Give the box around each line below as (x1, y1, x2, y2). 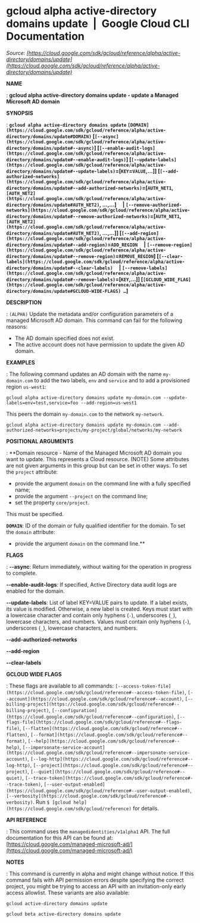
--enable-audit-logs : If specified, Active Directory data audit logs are (6, 581, 177, 588)
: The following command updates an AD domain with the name (6, 370, 162, 378)
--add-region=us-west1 (80, 400, 137, 406)
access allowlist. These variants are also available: (6, 889, 130, 896)
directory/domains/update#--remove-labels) (6, 277, 116, 283)
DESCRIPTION (6, 299, 42, 306)
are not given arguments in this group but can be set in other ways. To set (6, 462, 187, 469)
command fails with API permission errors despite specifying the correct (6, 876, 184, 884)
